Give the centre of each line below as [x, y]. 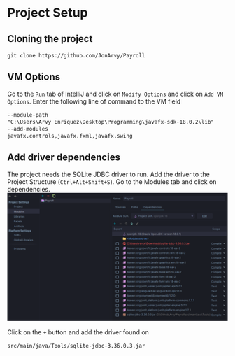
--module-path [28, 115]
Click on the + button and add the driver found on [78, 332]
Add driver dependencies [64, 158]
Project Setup [48, 13]
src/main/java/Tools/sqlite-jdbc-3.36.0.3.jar [76, 346]
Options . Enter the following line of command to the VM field [94, 101]
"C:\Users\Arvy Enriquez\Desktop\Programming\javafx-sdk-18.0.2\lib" [111, 122]
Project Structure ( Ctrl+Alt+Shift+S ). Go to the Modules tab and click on [112, 181]
